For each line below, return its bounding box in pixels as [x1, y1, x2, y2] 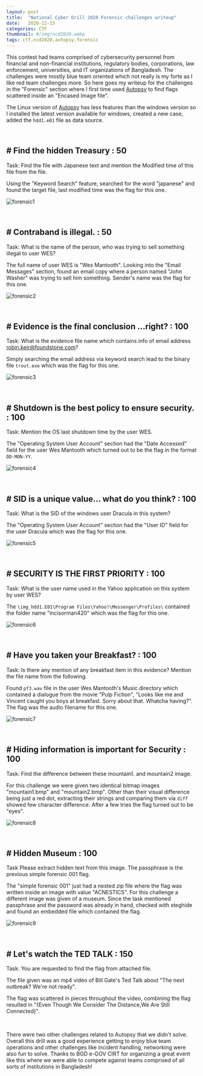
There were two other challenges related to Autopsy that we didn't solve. [6, 1031, 188, 1039]
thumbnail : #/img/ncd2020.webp [6, 31, 85, 37]
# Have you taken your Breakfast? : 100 [6, 650, 157, 661]
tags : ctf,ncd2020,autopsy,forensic [6, 37, 98, 43]
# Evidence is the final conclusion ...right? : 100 [6, 321, 189, 332]
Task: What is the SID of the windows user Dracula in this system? [6, 510, 171, 517]
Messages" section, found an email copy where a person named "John [6, 267, 182, 275]
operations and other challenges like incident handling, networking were [6, 1044, 186, 1051]
